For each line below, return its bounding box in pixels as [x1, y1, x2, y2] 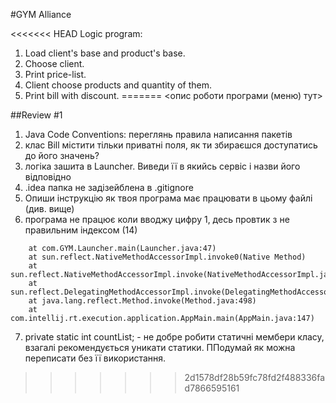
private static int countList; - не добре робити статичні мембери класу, [24, 331, 325, 343]
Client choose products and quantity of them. [24, 79, 213, 91]
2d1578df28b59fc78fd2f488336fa [184, 372, 326, 383]
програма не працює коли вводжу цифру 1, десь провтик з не [24, 214, 290, 225]
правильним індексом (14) [24, 224, 138, 236]
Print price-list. [24, 69, 87, 80]
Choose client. [24, 58, 85, 69]
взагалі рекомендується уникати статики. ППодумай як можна [24, 342, 296, 353]
